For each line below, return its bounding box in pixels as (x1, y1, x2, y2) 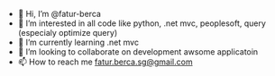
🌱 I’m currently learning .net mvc (17, 37, 140, 47)
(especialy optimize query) (17, 28, 118, 38)
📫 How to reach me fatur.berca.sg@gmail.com (17, 56, 193, 67)
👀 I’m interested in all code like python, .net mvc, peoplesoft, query (17, 18, 266, 29)
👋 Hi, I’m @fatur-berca (17, 9, 102, 19)
